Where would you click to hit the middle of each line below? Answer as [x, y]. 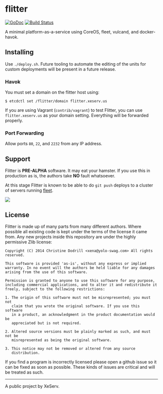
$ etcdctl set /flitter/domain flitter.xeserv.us [56, 101]
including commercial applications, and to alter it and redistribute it [81, 285]
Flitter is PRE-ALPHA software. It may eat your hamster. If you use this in [78, 171]
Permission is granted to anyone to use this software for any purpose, [80, 280]
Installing [19, 52]
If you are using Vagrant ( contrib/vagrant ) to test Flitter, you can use [74, 110]
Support [18, 159]
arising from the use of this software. [47, 272]
